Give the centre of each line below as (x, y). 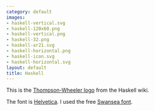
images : (16, 17)
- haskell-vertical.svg (36, 23)
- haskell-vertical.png (36, 34)
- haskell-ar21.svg (31, 46)
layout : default (26, 67)
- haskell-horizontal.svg (38, 62)
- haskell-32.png (28, 40)
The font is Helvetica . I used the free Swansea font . (69, 102)
